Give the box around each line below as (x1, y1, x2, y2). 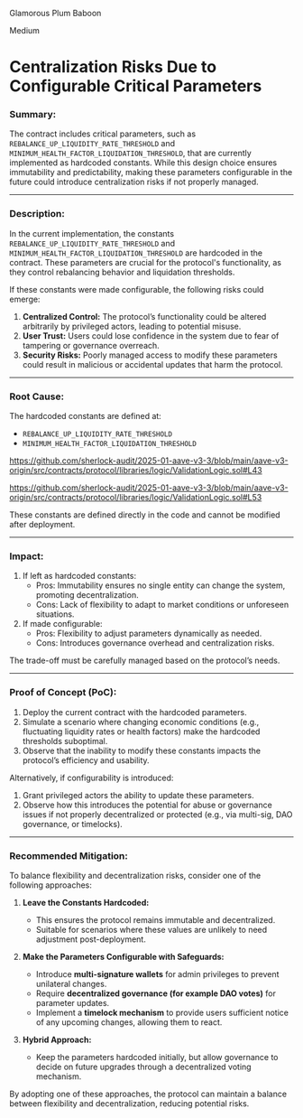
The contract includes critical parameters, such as (9, 128, 197, 139)
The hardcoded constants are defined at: (9, 411, 162, 422)
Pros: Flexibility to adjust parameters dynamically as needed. (35, 628, 262, 639)
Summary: (9, 108, 57, 121)
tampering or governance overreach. (22, 340, 160, 350)
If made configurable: (22, 619, 103, 629)
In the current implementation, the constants (9, 228, 174, 238)
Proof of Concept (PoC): (9, 686, 117, 699)
